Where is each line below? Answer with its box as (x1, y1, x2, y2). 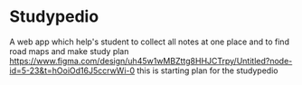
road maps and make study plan (9, 45, 129, 56)
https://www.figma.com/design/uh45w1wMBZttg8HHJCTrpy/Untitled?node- (9, 55, 293, 66)
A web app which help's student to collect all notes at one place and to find (9, 36, 289, 47)
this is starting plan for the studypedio (137, 65, 278, 76)
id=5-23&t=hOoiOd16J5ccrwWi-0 (9, 65, 136, 76)
